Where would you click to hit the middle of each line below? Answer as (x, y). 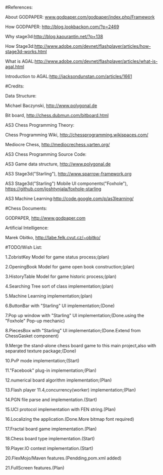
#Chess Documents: (26, 208)
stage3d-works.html (26, 52)
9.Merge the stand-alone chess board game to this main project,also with (81, 346)
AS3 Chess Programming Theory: (40, 125)
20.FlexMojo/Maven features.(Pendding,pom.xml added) (63, 458)
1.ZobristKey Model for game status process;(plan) (57, 257)
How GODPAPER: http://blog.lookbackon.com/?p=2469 (62, 27)
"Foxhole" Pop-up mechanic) (35, 321)
